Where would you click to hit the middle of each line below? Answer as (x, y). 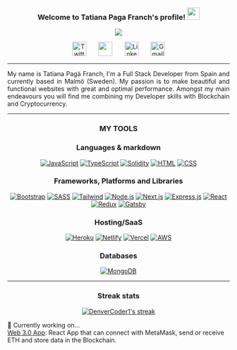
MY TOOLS (119, 129)
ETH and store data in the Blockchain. (62, 340)
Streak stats (119, 296)
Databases (119, 256)
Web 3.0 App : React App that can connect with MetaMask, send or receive (116, 332)
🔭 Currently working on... (44, 325)
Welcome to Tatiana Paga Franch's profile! (111, 17)
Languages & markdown (119, 148)
